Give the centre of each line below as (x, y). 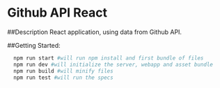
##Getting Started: (34, 45)
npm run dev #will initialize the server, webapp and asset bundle (113, 64)
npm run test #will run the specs (63, 78)
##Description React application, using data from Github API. (95, 32)
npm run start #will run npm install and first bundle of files (109, 58)
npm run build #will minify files (63, 71)
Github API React (57, 13)
